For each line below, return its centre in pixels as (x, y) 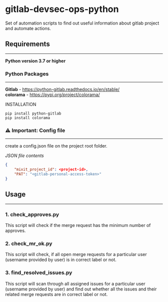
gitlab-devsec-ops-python (62, 9)
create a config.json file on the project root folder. (56, 146)
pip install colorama (28, 118)
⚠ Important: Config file (35, 130)
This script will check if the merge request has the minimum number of (78, 225)
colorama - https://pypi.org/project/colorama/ (52, 95)
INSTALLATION (21, 104)
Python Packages (27, 73)
